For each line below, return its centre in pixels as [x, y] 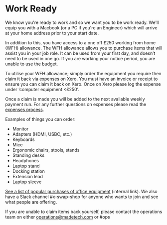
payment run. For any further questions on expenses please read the [76, 104]
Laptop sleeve [27, 182]
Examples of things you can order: [40, 119]
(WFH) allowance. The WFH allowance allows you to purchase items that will [84, 48]
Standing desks [28, 155]
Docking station [28, 171]
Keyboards [23, 139]
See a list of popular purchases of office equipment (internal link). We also [82, 191]
